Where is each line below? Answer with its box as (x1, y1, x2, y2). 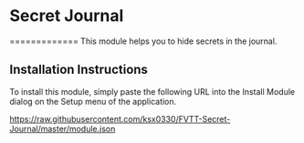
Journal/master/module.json (9, 123, 116, 134)
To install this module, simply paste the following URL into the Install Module (9, 86, 296, 97)
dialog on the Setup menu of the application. (9, 96, 177, 107)
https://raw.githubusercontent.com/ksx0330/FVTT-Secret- (9, 113, 231, 124)
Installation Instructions (9, 62, 149, 77)
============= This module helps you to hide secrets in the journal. (9, 36, 278, 46)
